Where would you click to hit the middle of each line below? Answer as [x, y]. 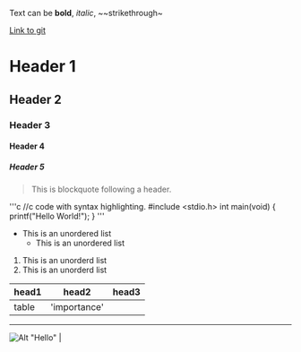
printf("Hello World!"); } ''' [57, 216]
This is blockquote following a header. [101, 189]
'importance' [77, 307]
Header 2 [36, 99]
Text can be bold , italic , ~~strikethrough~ [86, 13]
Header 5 [27, 167]
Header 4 [27, 146]
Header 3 [30, 124]
